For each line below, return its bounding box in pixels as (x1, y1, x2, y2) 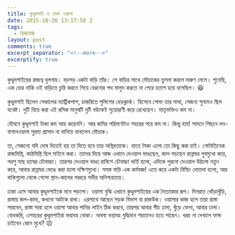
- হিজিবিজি (13, 30, 35, 37)
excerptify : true (7, 56, 58, 63)
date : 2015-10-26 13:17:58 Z (7, 17, 93, 24)
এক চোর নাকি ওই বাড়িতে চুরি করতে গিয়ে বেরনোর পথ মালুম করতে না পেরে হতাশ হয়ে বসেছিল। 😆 (7, 83, 204, 91)
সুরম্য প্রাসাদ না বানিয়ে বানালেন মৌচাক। (30, 127, 110, 136)
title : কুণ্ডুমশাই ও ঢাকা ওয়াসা (7, 10, 73, 18)
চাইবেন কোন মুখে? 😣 (7, 219, 53, 227)
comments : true (7, 43, 52, 50)
